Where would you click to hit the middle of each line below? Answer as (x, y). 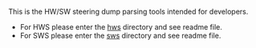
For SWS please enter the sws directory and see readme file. (120, 36)
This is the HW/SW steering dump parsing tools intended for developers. (128, 12)
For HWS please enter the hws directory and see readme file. (121, 27)
